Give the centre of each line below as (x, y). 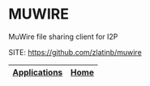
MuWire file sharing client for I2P (63, 37)
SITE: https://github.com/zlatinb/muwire (75, 52)
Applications (38, 72)
